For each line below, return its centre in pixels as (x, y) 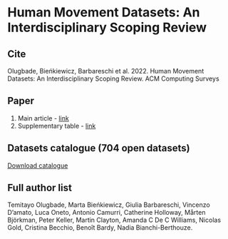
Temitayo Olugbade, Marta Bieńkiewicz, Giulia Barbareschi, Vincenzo (109, 205)
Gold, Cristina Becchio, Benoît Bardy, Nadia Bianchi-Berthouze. (100, 228)
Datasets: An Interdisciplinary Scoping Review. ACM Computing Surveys (113, 78)
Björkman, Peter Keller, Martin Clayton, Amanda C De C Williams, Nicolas (114, 220)
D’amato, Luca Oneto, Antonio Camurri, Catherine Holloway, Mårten (107, 213)
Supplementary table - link (57, 126)
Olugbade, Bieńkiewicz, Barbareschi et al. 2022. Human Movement (106, 71)
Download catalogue (38, 166)
